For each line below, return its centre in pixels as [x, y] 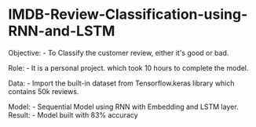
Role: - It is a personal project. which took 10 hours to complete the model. [128, 67]
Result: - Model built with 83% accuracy [73, 114]
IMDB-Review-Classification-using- [128, 15]
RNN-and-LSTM [62, 31]
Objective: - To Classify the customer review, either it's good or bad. [119, 53]
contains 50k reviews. [44, 91]
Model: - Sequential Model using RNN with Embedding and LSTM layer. [123, 107]
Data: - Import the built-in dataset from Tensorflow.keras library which [121, 83]
